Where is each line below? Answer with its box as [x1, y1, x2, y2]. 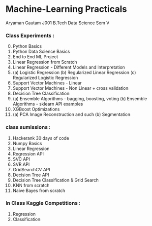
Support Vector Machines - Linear [12, 80, 82, 86]
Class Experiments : [5, 32, 55, 39]
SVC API [12, 156, 30, 162]
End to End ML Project [12, 54, 58, 60]
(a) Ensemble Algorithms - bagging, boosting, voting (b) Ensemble [12, 96, 147, 102]
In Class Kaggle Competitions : [5, 200, 81, 207]
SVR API [12, 161, 30, 167]
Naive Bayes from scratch [12, 188, 65, 193]
